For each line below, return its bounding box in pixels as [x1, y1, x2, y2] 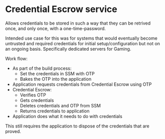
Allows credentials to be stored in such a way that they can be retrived [5, 20, 151, 26]
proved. [5, 128, 22, 134]
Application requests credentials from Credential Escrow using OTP [12, 81, 152, 87]
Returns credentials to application [20, 108, 90, 114]
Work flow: [5, 55, 28, 61]
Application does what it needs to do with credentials [12, 113, 123, 119]
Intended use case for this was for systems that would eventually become [5, 35, 158, 41]
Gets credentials [20, 97, 54, 103]
